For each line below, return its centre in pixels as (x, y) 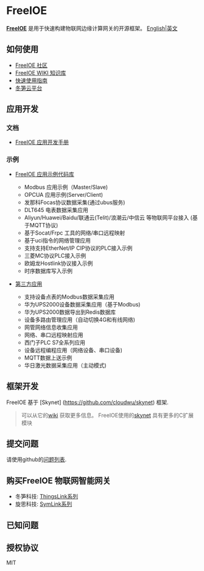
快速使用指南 (31, 80)
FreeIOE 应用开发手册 (42, 142)
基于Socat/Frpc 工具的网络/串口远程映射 (75, 233)
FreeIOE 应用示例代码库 (44, 174)
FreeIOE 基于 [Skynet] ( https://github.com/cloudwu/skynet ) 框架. (87, 402)
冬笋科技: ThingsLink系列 (46, 497)
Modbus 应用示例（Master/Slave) (66, 187)
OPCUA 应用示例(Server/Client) (64, 194)
